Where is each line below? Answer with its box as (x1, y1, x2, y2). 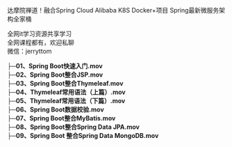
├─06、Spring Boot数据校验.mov (7, 105, 104, 114)
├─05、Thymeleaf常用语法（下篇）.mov (7, 97, 126, 105)
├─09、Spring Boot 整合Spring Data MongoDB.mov (7, 132, 159, 139)
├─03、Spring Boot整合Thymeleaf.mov (7, 79, 124, 87)
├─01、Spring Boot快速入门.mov (7, 62, 103, 70)
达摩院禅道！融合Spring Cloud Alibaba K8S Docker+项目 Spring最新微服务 (7, 6, 219, 14)
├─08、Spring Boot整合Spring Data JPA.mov (7, 123, 140, 131)
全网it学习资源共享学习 (7, 30, 72, 38)
